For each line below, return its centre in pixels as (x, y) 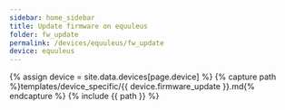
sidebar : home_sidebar (52, 18)
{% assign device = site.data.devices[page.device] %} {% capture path (143, 77)
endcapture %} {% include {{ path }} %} (84, 96)
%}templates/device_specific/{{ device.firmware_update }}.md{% (133, 87)
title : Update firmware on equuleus (79, 26)
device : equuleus (42, 51)
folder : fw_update (44, 34)
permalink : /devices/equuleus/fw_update (87, 43)
